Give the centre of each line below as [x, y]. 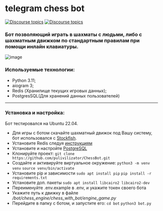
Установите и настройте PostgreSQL [49, 148]
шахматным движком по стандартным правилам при [72, 40]
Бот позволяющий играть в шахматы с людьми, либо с [73, 34]
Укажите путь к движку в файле [45, 193]
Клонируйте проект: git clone [43, 153]
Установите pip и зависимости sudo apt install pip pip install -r [82, 173]
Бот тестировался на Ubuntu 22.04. [42, 123]
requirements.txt [30, 178]
